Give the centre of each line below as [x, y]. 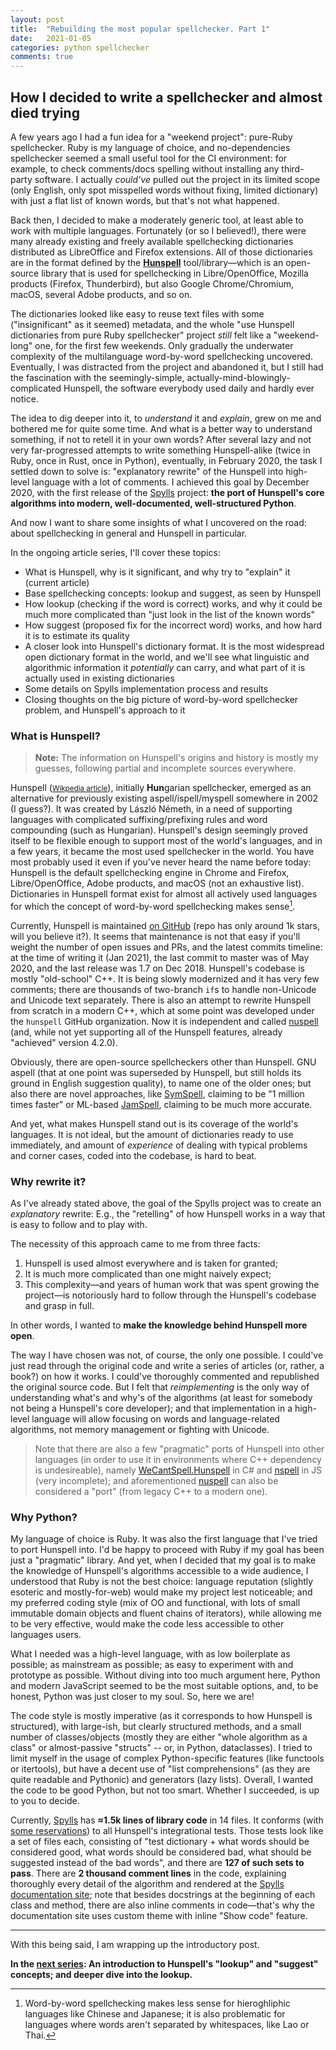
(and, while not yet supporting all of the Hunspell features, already [146, 1032]
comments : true [42, 57]
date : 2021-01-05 [51, 38]
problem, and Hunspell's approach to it [105, 710]
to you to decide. [45, 1801]
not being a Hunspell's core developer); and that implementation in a [151, 1408]
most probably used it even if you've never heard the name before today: [161, 862]
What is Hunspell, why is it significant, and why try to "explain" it [157, 572]
